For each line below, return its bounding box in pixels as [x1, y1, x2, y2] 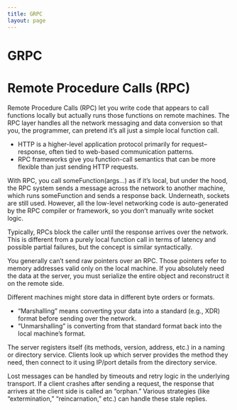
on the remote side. [7, 279, 65, 287]
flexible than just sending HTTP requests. [17, 162, 139, 171]
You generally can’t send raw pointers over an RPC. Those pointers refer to [7, 256, 227, 265]
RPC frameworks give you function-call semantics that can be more [17, 155, 216, 163]
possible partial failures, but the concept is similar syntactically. [7, 243, 193, 251]
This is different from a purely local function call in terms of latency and [7, 235, 216, 243]
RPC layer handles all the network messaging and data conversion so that [7, 118, 223, 127]
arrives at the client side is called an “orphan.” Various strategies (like [7, 387, 211, 395]
